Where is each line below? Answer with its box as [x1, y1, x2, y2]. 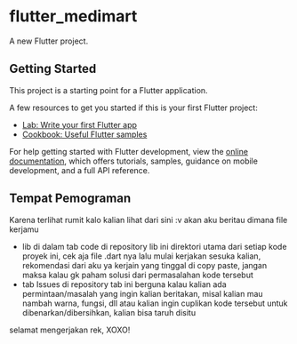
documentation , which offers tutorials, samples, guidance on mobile [9, 156, 258, 166]
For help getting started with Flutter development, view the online [9, 146, 249, 156]
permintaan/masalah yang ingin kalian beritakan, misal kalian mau [21, 288, 264, 299]
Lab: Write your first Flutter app [21, 119, 138, 130]
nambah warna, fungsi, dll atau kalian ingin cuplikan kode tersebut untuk [21, 298, 288, 308]
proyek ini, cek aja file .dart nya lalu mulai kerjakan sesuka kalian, [21, 251, 261, 261]
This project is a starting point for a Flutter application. [9, 84, 208, 95]
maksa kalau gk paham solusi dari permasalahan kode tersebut [21, 269, 253, 280]
